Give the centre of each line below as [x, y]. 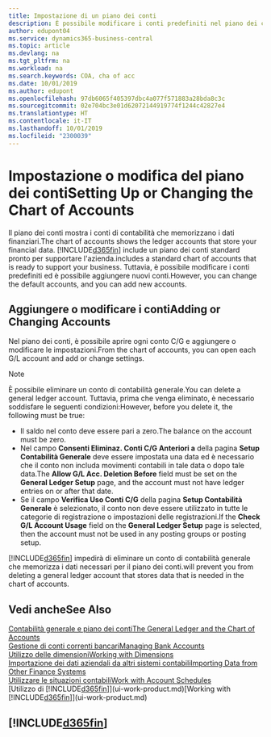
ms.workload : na [35, 69]
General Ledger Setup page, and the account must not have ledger [132, 483]
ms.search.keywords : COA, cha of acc [72, 76]
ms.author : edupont [41, 91]
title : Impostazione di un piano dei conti [83, 16]
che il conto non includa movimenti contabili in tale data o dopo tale [132, 466]
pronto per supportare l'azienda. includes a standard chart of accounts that [132, 258]
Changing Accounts [60, 322]
